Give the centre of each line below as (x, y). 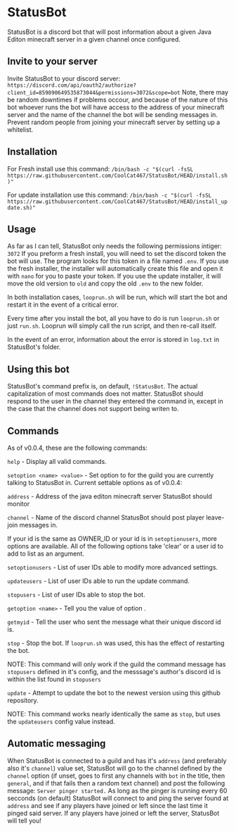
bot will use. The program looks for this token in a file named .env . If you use (118, 261)
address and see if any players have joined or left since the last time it (108, 805)
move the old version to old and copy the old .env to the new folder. (105, 283)
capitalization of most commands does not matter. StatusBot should (105, 394)
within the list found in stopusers (54, 679)
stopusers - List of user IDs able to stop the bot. (76, 594)
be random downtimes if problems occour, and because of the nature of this (118, 99)
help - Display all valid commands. (57, 461)
